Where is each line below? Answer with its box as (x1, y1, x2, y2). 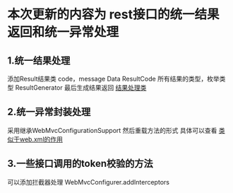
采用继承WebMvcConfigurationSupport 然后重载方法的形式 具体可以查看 (7, 126, 217, 134)
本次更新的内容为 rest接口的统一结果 (7, 6, 220, 23)
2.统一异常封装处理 (7, 106, 91, 118)
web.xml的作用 (19, 135, 64, 144)
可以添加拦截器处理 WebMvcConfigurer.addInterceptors (7, 177, 169, 186)
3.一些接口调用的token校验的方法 (7, 158, 153, 170)
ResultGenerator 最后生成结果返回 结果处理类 (15, 83, 147, 92)
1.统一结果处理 (7, 54, 71, 66)
